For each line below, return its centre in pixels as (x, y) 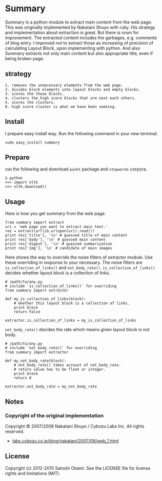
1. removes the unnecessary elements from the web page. (64, 85)
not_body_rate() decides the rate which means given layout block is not (77, 330)
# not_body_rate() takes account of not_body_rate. (67, 365)
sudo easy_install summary (32, 143)
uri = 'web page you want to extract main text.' (57, 227)
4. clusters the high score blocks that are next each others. (71, 98)
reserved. (15, 431)
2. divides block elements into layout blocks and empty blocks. (73, 89)
